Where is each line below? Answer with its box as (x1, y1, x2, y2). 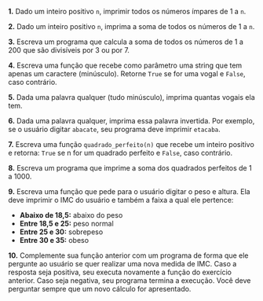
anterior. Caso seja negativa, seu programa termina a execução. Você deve (8, 276, 251, 285)
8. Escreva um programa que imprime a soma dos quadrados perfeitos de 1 (8, 163, 253, 172)
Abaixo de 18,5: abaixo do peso (19, 211, 123, 219)
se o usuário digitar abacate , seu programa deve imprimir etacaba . (8, 125, 221, 134)
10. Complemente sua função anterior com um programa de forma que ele (8, 251, 249, 260)
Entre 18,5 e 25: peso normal (19, 219, 114, 228)
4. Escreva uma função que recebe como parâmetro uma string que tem (8, 61, 243, 70)
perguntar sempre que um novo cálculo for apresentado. (8, 284, 192, 293)
